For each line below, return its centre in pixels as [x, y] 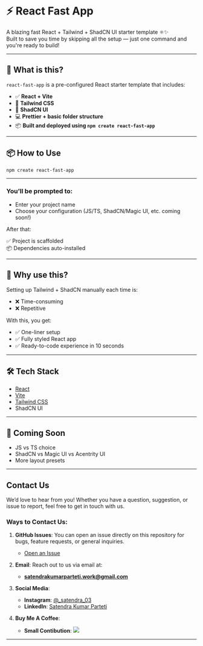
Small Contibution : [48, 631]
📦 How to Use [34, 153]
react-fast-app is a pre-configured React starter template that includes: [96, 84]
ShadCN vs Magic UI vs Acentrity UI [60, 454]
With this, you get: [29, 320]
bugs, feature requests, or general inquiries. [70, 541]
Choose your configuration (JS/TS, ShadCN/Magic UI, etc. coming [98, 211]
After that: [19, 229]
